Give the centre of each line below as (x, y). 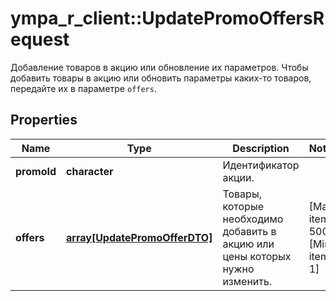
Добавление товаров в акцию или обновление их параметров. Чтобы (159, 67)
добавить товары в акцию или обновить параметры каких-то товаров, (161, 78)
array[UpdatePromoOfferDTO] (139, 237)
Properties (44, 120)
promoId (36, 171)
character (90, 171)
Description (261, 148)
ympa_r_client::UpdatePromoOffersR (167, 18)
